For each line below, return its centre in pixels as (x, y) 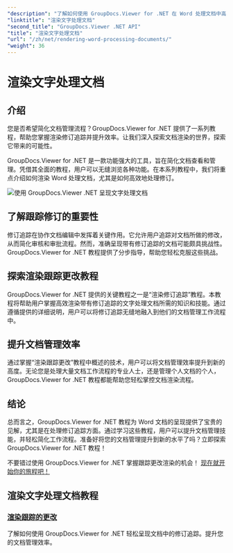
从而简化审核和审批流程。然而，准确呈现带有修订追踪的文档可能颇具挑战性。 (116, 243)
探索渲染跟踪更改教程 (53, 276)
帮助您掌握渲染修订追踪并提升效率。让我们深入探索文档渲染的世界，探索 (122, 137)
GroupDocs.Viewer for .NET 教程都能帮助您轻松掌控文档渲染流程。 (102, 380)
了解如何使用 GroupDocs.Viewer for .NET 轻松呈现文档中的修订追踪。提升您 (115, 534)
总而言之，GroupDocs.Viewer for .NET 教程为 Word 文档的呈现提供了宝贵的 (115, 422)
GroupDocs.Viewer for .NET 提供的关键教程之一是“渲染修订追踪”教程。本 (111, 294)
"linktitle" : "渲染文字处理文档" (51, 20)
